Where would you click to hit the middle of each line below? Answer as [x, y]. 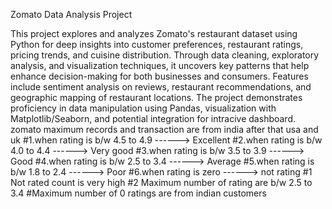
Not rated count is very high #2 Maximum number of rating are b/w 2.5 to [161, 182]
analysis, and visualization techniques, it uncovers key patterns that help [160, 65]
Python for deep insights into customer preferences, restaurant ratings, [157, 44]
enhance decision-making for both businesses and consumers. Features [159, 76]
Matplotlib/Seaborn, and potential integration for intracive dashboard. [153, 118]
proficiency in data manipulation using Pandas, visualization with [143, 108]
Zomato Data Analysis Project [71, 14]
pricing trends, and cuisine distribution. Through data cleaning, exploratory [165, 55]
